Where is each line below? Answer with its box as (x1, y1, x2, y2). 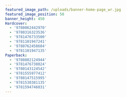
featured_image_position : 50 (5, 12, 64, 17)
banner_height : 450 (5, 16, 45, 21)
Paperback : (5, 52, 27, 58)
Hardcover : (5, 21, 27, 26)
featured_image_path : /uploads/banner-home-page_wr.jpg (5, 7, 121, 12)
